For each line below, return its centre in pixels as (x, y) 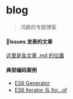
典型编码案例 (21, 70)
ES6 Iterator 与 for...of (41, 90)
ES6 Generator (32, 83)
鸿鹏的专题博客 (38, 27)
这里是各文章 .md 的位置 (35, 55)
